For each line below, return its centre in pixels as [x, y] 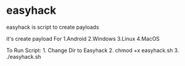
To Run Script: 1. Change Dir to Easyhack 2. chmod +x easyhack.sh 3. [93, 50]
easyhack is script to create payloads [53, 27]
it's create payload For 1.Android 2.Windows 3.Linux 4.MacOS [83, 38]
